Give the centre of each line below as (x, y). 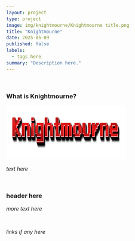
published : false (28, 44)
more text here (24, 209)
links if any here (26, 232)
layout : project (26, 13)
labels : (16, 51)
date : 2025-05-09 (28, 38)
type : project (24, 19)
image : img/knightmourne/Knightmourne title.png (68, 25)
